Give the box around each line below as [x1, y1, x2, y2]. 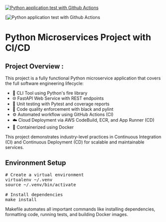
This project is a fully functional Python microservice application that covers [5, 75, 161, 81]
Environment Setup [5, 159, 66, 167]
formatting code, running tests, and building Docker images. [5, 211, 128, 217]
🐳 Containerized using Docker [12, 124, 74, 130]
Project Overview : [5, 62, 64, 71]
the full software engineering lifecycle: [5, 80, 84, 86]
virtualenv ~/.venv [5, 177, 53, 182]
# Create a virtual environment [5, 172, 84, 177]
